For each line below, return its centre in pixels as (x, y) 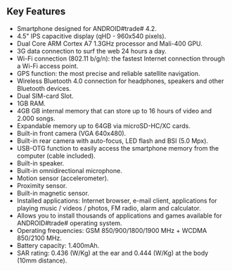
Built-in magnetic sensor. (53, 193)
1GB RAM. (31, 103)
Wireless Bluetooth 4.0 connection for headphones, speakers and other (120, 81)
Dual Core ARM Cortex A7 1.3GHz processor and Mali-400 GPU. (110, 43)
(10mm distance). (42, 260)
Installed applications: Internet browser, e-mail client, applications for (117, 201)
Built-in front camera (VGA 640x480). (71, 133)
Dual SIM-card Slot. (45, 96)
